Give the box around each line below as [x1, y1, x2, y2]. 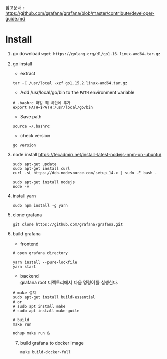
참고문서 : [5, 5, 25, 10]
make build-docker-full [20, 349, 71, 355]
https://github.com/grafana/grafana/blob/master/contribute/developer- [5, 10, 155, 16]
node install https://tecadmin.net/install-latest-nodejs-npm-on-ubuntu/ [12, 151, 162, 157]
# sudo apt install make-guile [12, 308, 80, 313]
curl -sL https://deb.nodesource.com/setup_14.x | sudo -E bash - [12, 170, 157, 175]
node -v [12, 184, 29, 189]
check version [20, 132, 51, 138]
